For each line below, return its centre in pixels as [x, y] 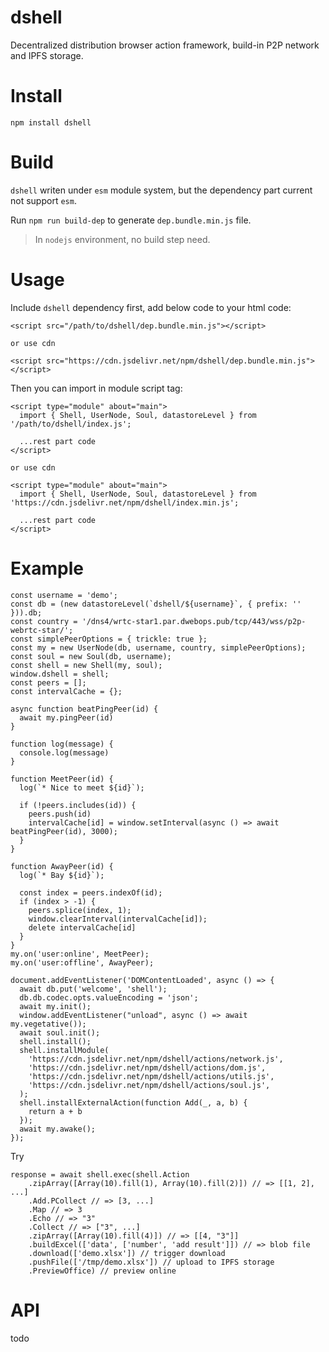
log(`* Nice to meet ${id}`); [82, 787]
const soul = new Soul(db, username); [91, 656]
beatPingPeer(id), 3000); [64, 831]
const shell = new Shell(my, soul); [86, 665]
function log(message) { [62, 744]
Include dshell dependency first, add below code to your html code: [151, 307]
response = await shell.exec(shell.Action [100, 1174]
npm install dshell [51, 122]
